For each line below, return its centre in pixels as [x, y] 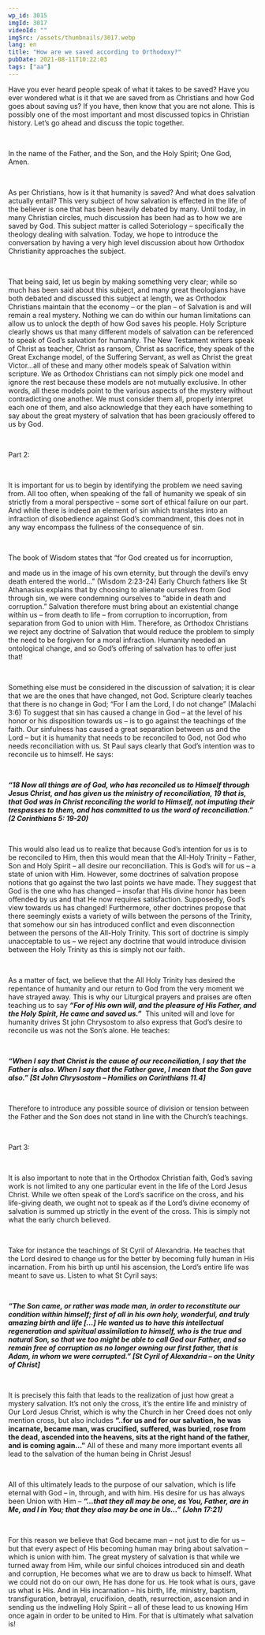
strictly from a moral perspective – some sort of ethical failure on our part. [128, 502]
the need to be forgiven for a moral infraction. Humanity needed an [117, 640]
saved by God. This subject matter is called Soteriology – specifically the [126, 226]
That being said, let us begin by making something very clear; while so [123, 282]
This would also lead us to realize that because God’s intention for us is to [128, 849]
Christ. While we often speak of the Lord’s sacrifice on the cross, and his [126, 1194]
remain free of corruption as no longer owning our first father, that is [123, 1348]
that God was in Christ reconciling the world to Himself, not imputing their [131, 801]
